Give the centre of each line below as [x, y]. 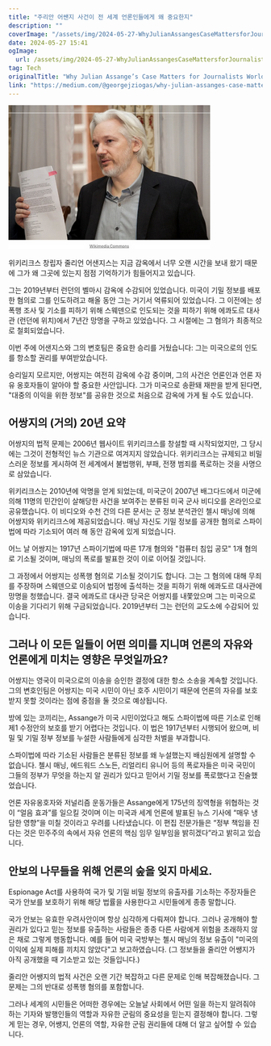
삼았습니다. [34, 474]
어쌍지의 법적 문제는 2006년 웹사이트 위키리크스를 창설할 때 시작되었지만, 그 [128, 443]
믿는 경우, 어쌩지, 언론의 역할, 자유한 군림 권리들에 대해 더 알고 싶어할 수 [129, 1024]
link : [17, 85]
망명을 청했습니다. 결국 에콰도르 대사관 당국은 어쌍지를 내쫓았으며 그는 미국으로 [132, 596]
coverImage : [28, 34]
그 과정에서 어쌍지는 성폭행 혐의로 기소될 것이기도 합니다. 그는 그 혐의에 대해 [128, 576]
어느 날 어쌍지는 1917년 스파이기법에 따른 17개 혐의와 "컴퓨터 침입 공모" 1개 [126, 548]
